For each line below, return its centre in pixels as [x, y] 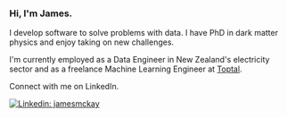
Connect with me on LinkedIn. [64, 87]
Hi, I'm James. [41, 13]
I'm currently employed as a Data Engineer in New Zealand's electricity [139, 60]
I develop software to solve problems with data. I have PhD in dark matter [144, 33]
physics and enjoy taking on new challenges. [92, 42]
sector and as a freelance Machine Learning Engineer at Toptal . [126, 69]
